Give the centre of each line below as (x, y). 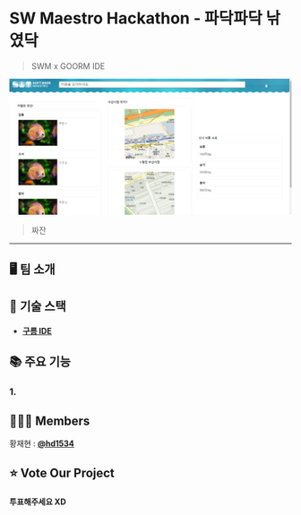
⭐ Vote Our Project (62, 473)
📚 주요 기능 (40, 362)
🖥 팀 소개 (32, 269)
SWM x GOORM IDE (68, 66)
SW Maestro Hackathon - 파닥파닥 (136, 18)
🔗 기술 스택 (38, 307)
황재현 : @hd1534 (42, 443)
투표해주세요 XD (38, 502)
